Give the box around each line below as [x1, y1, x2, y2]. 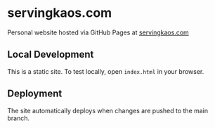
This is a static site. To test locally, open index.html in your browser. [7, 67, 204, 75]
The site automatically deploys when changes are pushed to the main [7, 106, 209, 115]
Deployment [7, 88, 63, 100]
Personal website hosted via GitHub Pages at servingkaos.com [7, 28, 190, 37]
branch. [7, 114, 30, 122]
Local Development [7, 49, 94, 60]
